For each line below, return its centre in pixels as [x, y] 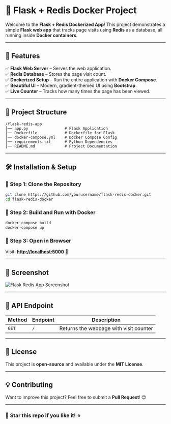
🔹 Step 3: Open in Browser [38, 240]
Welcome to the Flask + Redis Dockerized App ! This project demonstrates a [85, 24]
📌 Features [23, 56]
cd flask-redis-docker [29, 200]
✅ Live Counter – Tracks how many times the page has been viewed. [78, 91]
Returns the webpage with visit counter [106, 328]
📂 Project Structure [36, 112]
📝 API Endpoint [29, 305]
